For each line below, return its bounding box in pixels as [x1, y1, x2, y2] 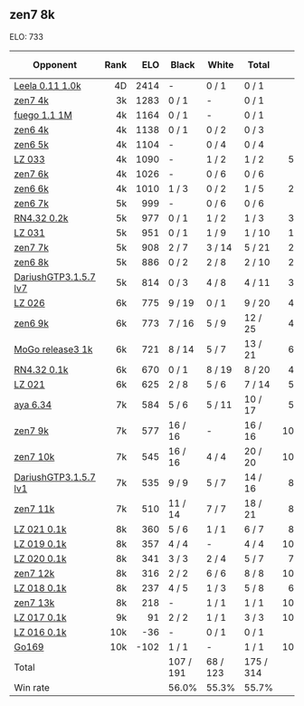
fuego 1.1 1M [14, 109, 72, 121]
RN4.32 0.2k [14, 212, 69, 224]
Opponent [33, 58, 77, 71]
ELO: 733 [9, 31, 43, 42]
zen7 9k [14, 425, 50, 437]
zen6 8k [14, 255, 50, 268]
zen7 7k [14, 241, 50, 253]
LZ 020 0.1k [14, 552, 67, 565]
